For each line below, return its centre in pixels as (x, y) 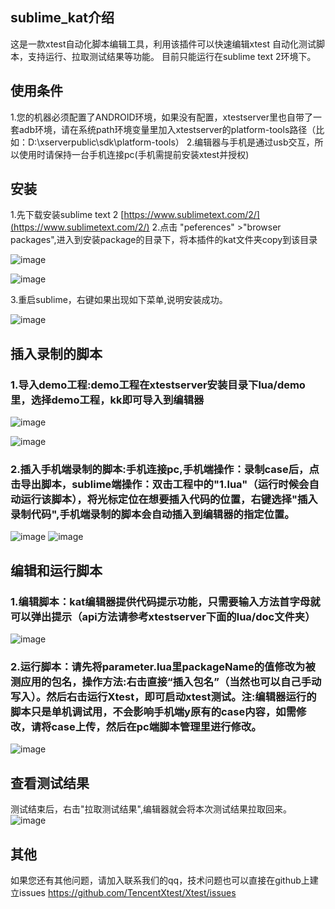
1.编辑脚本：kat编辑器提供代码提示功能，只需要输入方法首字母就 (165, 601)
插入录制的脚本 (56, 353)
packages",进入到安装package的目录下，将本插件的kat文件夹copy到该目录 (164, 240)
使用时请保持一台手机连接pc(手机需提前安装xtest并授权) (134, 154)
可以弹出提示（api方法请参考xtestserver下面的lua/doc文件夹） (163, 616)
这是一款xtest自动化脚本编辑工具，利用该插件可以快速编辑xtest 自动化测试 (163, 44)
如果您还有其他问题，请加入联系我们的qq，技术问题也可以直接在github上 (160, 880)
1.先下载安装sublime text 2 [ (67, 215)
